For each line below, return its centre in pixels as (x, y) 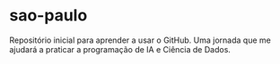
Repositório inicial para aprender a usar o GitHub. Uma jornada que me (140, 40)
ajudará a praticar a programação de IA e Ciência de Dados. (120, 49)
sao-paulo (48, 16)
